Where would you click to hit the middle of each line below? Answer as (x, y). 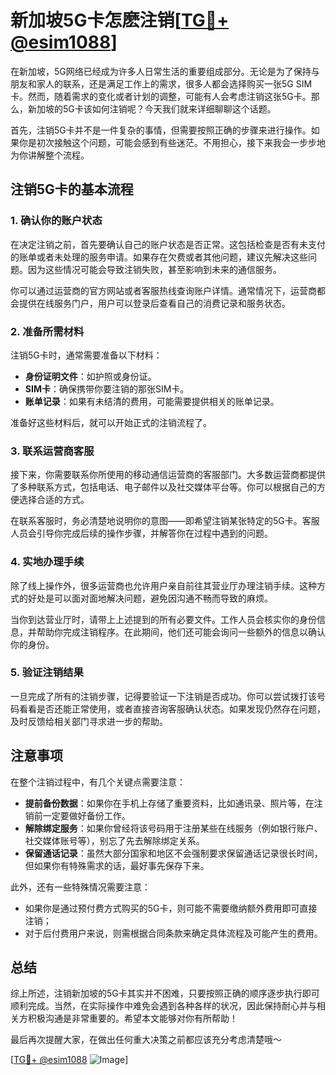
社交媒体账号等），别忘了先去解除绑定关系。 (114, 840)
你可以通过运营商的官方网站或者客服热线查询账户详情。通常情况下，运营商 (163, 290)
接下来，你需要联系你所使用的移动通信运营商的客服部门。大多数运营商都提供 (168, 475)
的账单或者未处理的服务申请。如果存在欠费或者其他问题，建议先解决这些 (159, 257)
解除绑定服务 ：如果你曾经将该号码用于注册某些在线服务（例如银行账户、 (173, 828)
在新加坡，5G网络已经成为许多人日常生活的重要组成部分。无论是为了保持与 (165, 71)
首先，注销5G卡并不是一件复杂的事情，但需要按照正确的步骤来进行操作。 (161, 130)
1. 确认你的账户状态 (56, 221)
